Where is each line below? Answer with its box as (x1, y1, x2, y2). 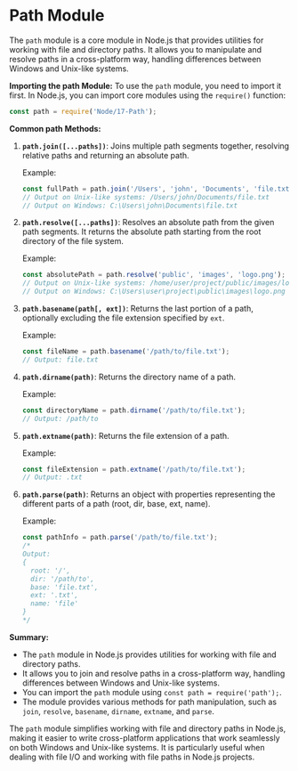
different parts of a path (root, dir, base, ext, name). (21, 499, 211, 509)
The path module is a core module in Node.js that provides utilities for (9, 35, 264, 45)
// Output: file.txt (21, 355, 99, 364)
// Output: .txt (21, 473, 83, 482)
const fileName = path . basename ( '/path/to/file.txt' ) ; (21, 347, 230, 356)
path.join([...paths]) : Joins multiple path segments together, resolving (21, 140, 290, 151)
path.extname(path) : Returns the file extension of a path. (21, 430, 230, 441)
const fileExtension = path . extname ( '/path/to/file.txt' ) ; (21, 465, 246, 474)
